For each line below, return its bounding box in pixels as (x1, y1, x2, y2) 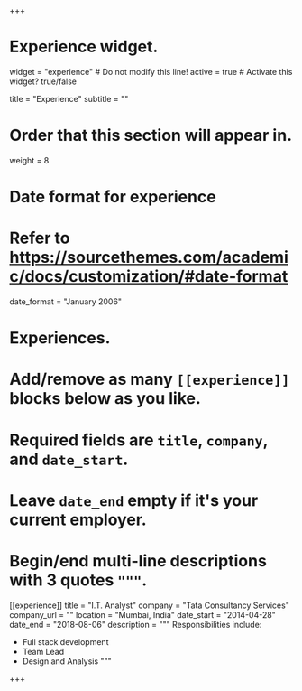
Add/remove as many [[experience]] (9, 369, 290, 389)
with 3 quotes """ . (9, 570, 148, 590)
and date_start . (9, 449, 129, 470)
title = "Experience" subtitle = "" (9, 93, 129, 104)
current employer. (9, 509, 147, 529)
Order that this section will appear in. (9, 126, 293, 145)
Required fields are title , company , (9, 430, 269, 450)
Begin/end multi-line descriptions (9, 550, 268, 571)
